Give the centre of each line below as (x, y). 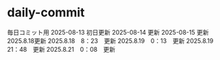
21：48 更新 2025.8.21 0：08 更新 (61, 49)
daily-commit (46, 13)
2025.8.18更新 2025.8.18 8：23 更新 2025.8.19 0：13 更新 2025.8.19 (110, 41)
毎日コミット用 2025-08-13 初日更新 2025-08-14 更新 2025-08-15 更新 (108, 32)
